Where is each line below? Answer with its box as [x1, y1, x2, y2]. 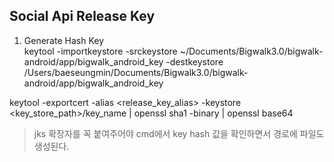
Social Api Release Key [9, 8, 156, 25]
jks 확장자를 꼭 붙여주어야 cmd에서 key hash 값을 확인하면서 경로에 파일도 [33, 127, 325, 139]
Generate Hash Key [23, 34, 104, 46]
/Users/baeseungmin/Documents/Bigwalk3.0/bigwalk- [23, 66, 249, 78]
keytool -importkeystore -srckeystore [23, 45, 178, 57]
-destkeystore [165, 55, 224, 68]
